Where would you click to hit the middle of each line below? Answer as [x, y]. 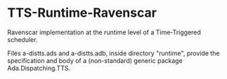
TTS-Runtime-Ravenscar [82, 13]
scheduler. [22, 39]
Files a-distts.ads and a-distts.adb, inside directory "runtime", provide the [113, 53]
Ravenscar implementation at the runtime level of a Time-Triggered [104, 32]
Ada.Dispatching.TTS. [39, 68]
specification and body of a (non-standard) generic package [95, 60]
